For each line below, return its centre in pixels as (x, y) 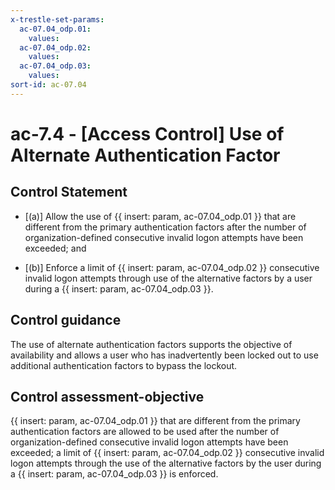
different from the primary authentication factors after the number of (165, 227)
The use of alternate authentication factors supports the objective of (151, 344)
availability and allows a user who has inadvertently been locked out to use (164, 355)
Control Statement (69, 192)
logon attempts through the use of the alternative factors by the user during (166, 463)
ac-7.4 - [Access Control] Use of (147, 133)
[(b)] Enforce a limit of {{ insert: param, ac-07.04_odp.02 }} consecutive (172, 267)
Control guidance (66, 320)
